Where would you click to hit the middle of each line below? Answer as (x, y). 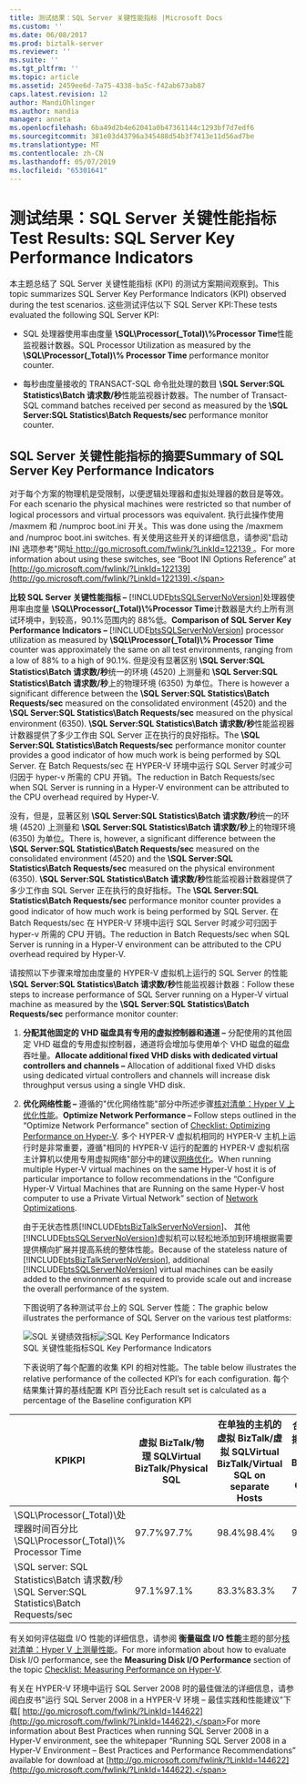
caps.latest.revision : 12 (58, 94)
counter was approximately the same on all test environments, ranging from (151, 650)
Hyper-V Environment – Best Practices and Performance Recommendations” (153, 1750)
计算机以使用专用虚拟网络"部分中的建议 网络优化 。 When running (151, 1159)
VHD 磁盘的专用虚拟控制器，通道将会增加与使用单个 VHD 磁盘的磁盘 (161, 1045)
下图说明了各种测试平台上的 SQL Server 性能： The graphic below (145, 1308)
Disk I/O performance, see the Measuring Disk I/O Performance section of (150, 1660)
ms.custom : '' (36, 26)
